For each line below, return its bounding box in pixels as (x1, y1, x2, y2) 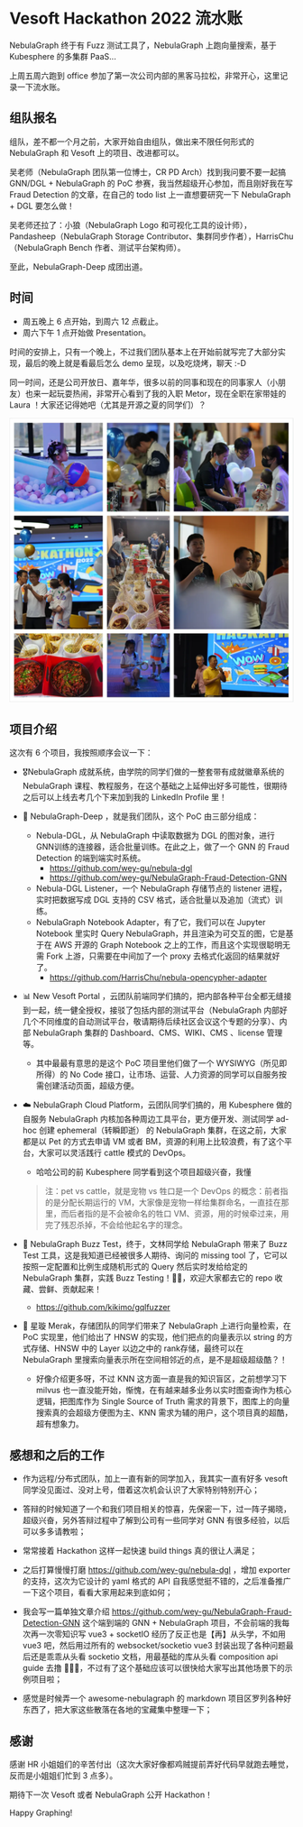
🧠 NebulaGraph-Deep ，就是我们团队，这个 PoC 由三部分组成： (22, 811, 260, 822)
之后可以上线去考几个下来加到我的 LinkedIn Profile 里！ (22, 792, 227, 803)
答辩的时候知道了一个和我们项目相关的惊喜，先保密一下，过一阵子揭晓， (22, 1503, 291, 1515)
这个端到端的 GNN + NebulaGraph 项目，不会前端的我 (82, 1618, 282, 1629)
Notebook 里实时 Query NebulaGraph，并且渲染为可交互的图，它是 (35, 928, 286, 939)
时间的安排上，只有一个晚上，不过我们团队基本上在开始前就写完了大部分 (9, 346, 278, 357)
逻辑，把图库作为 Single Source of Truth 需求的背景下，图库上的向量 (35, 1396, 290, 1407)
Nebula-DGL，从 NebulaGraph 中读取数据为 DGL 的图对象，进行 (35, 831, 275, 841)
